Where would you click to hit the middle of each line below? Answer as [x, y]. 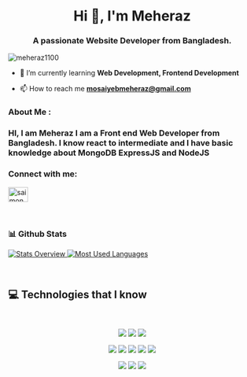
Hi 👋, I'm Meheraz [132, 16]
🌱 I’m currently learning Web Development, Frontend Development [129, 73]
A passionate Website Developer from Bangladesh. [132, 41]
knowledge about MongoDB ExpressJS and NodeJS [109, 153]
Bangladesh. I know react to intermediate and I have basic [121, 143]
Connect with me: [43, 174]
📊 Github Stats [37, 234]
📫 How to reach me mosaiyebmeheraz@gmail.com [105, 89]
